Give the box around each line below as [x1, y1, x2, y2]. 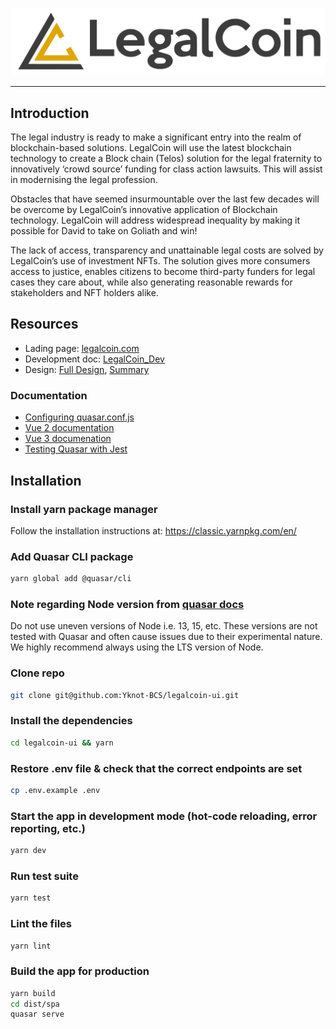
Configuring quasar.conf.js [24, 411, 135, 423]
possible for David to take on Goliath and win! [10, 225, 198, 237]
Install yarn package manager [10, 502, 158, 516]
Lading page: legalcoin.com [24, 342, 140, 354]
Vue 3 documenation [24, 433, 112, 445]
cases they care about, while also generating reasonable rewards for [10, 276, 293, 288]
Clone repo [10, 666, 65, 680]
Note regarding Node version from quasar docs [10, 597, 245, 611]
